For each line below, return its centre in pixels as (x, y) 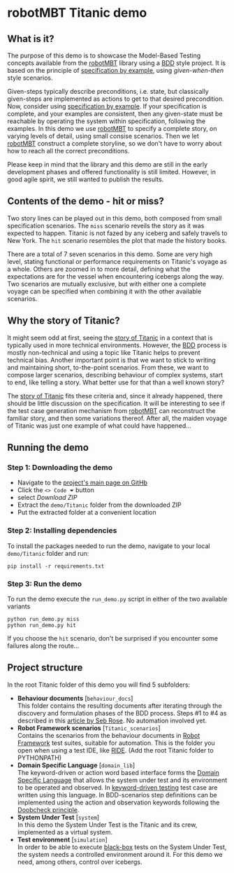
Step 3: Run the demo (45, 584)
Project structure (45, 668)
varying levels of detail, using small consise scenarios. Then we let (103, 136)
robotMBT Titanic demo (77, 13)
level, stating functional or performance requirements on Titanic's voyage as (117, 261)
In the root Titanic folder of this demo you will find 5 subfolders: (99, 685)
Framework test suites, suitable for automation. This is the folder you (116, 743)
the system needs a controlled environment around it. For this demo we (120, 854)
